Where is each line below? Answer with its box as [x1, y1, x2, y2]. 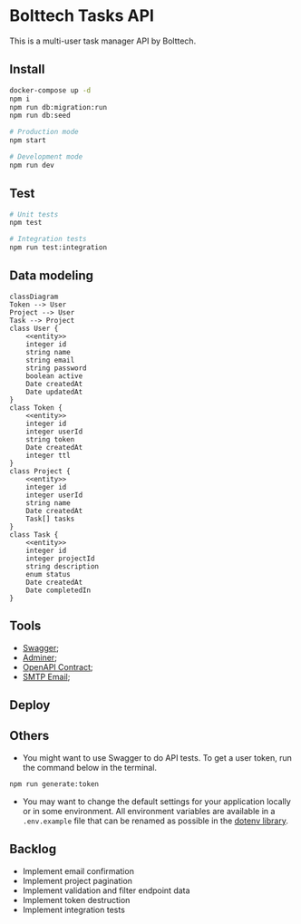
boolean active [25, 371, 83, 381]
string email [25, 355, 75, 365]
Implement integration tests [22, 904, 125, 915]
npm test [9, 219, 43, 228]
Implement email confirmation [22, 865, 134, 876]
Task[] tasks [25, 514, 75, 523]
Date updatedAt [25, 387, 83, 396]
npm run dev [9, 160, 54, 170]
